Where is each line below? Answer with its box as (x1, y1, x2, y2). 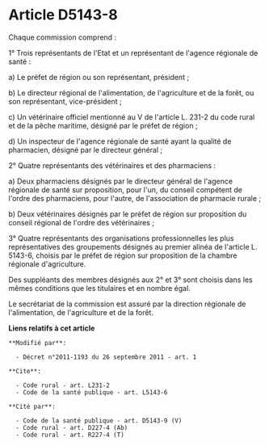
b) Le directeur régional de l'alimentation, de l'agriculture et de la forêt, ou (8, 87, 254, 98)
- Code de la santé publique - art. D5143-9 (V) (15, 416, 183, 425)
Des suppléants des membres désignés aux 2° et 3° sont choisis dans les (8, 275, 253, 284)
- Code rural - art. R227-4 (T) (15, 431, 125, 439)
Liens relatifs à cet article (8, 323, 95, 333)
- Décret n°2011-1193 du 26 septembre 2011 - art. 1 (15, 353, 197, 361)
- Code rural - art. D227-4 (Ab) (15, 423, 128, 431)
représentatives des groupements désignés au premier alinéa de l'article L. (8, 242, 258, 251)
